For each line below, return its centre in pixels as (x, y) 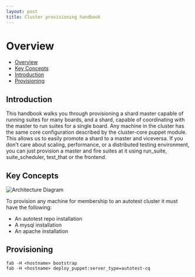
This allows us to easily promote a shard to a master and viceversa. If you (95, 138)
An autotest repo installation (49, 219)
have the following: (29, 207)
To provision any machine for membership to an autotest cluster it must (92, 201)
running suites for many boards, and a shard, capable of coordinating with (95, 120)
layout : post (22, 11)
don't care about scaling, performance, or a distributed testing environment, (98, 145)
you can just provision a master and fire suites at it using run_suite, (86, 151)
